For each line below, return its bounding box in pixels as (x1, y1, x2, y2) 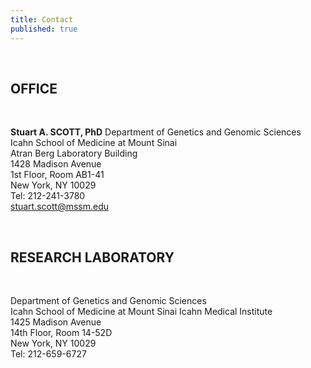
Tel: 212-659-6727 (10, 348, 87, 360)
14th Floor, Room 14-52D (10, 327, 113, 339)
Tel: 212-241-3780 (10, 190, 86, 202)
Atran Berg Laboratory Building (10, 147, 138, 160)
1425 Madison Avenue (10, 316, 102, 328)
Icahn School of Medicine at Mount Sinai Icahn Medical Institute (10, 306, 273, 318)
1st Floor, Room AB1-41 (10, 169, 105, 181)
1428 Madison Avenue (10, 158, 102, 170)
